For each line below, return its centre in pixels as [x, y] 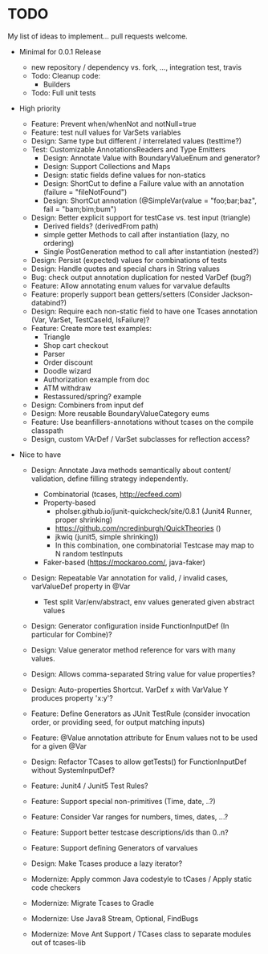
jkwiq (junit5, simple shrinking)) [107, 536]
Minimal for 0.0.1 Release [60, 51]
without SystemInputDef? [73, 770]
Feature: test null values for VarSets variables [106, 132]
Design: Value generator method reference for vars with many [133, 649]
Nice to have [40, 455]
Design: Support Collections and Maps [107, 166]
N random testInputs [89, 553]
